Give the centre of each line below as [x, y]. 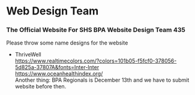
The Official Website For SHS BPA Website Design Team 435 [96, 30]
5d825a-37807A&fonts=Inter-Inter [57, 67]
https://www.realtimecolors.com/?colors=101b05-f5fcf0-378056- [96, 61]
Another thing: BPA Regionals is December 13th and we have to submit [102, 80]
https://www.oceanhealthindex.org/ [59, 74]
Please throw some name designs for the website [67, 43]
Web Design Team [52, 11]
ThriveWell [28, 55]
